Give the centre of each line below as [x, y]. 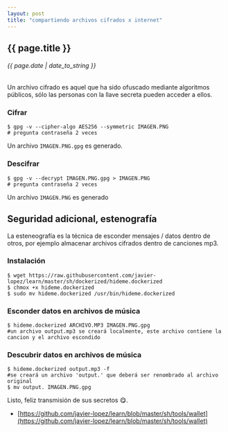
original [20, 381]
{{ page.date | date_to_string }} [52, 66]
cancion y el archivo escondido [54, 338]
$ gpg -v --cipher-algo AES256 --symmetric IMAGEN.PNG [88, 127]
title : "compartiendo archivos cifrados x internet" [85, 20]
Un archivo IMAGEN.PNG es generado [58, 197]
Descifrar [23, 164]
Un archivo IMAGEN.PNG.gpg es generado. [65, 146]
